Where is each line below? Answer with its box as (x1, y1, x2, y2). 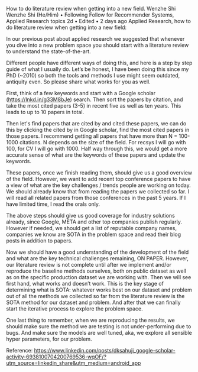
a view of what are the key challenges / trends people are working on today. (6, 182, 191, 189)
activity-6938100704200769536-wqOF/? (6, 353, 107, 360)
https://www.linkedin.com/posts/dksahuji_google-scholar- (34, 347, 176, 354)
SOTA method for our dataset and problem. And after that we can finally (6, 299, 181, 306)
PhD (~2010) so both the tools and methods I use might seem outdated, (6, 72, 180, 79)
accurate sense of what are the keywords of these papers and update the (6, 151, 185, 158)
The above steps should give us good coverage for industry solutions (6, 212, 176, 219)
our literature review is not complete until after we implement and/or (6, 261, 172, 268)
